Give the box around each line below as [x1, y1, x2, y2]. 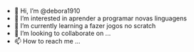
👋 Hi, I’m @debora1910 [14, 7, 81, 15]
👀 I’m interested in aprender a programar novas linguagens [14, 14, 188, 22]
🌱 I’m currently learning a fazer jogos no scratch [14, 22, 156, 30]
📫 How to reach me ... [14, 37, 81, 45]
